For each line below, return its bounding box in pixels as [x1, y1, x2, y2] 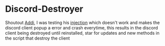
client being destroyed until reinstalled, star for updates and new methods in [5, 30, 160, 36]
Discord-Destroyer [5, 3, 84, 15]
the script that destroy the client [5, 35, 70, 41]
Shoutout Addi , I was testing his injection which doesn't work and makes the [5, 20, 160, 25]
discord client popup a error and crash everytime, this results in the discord [5, 24, 159, 30]
